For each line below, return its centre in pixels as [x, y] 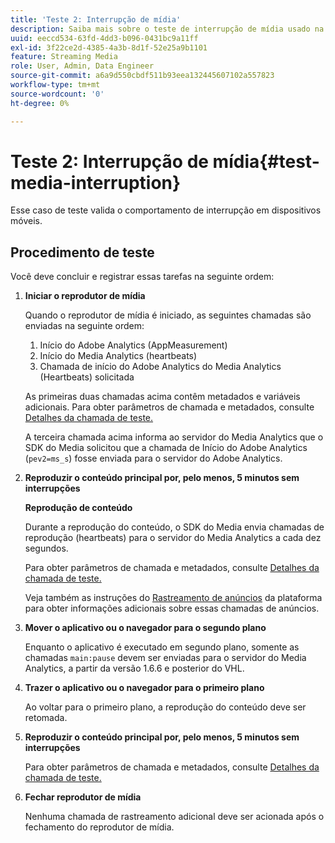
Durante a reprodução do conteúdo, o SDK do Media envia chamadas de [174, 527]
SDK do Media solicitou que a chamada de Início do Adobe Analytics [166, 448]
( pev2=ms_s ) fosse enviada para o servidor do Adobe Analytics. [153, 458]
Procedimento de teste [82, 252]
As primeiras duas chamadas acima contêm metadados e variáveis [162, 397]
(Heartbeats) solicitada [87, 377]
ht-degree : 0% [40, 103]
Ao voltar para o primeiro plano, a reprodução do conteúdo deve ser [165, 707]
